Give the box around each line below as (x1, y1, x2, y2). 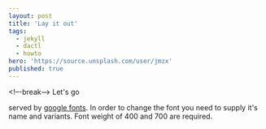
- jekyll (15, 34, 46, 43)
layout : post (8, 11, 53, 20)
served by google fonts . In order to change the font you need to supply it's (8, 102, 258, 112)
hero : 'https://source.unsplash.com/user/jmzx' (8, 58, 173, 66)
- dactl (15, 42, 42, 50)
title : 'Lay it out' (8, 19, 79, 28)
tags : (8, 27, 27, 35)
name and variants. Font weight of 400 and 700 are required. (8, 111, 213, 121)
